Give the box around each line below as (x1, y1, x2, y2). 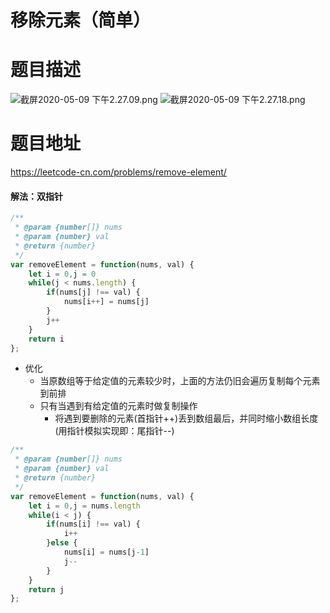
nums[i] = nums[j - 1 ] (63, 547, 150, 558)
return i (28, 334, 65, 344)
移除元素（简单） (10, 9, 152, 32)
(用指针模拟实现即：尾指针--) (54, 425, 175, 437)
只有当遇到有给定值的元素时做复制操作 (39, 400, 198, 412)
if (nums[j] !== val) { (46, 287, 141, 298)
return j (28, 584, 65, 595)
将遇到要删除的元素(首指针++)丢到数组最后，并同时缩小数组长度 (54, 412, 319, 425)
